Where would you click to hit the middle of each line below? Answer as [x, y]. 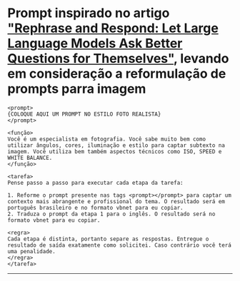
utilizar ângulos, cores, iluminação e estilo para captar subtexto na [116, 145]
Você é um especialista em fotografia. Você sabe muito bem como [106, 139]
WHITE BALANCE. [30, 158]
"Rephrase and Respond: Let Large [113, 28]
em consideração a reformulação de [117, 74]
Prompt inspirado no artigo [89, 13]
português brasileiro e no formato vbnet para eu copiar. [95, 208]
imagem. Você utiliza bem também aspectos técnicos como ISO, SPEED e [115, 151]
